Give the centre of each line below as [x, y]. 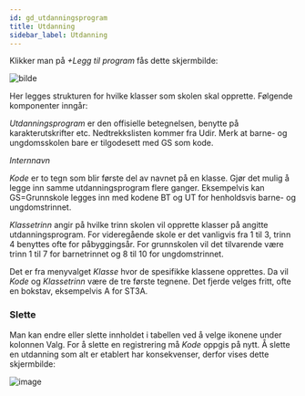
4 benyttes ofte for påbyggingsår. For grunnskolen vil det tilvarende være [147, 245]
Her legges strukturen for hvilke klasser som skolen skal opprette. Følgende [151, 96]
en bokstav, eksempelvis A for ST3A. [79, 291]
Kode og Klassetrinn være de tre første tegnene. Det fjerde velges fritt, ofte [150, 281]
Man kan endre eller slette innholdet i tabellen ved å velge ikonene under [146, 335]
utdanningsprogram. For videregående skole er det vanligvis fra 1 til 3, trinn [150, 234]
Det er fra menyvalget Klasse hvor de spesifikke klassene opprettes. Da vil [149, 272]
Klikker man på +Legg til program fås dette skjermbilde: [114, 61]
